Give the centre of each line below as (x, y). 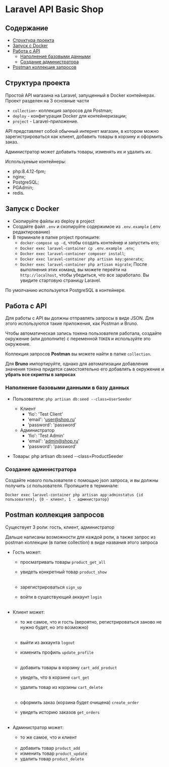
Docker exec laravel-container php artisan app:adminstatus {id (74, 495)
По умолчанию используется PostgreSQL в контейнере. (66, 290)
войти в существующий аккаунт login (61, 597)
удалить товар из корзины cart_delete (61, 687)
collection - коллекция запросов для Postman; (63, 111)
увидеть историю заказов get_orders (60, 712)
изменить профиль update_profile (57, 652)
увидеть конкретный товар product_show (63, 572)
